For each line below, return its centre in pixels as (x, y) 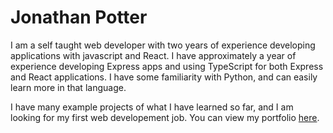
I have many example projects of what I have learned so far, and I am (152, 107)
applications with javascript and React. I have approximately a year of (153, 55)
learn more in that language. (68, 87)
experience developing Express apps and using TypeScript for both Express (167, 66)
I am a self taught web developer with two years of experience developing (163, 45)
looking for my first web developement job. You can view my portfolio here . (165, 117)
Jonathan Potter (79, 17)
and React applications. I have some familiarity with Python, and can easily (164, 77)
